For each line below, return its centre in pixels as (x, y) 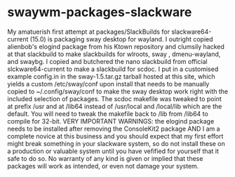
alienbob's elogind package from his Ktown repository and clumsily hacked (116, 46)
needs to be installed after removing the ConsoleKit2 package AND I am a (114, 129)
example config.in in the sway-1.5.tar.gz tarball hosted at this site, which (111, 76)
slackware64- (192, 32)
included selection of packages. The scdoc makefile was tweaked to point (115, 98)
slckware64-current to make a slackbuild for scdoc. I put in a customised (113, 69)
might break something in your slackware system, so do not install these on (116, 143)
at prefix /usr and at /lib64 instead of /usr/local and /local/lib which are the (115, 106)
